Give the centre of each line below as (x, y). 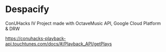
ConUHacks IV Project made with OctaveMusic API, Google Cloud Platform (83, 23)
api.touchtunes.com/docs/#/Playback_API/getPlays (59, 43)
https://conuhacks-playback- (36, 38)
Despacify (27, 9)
